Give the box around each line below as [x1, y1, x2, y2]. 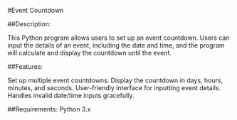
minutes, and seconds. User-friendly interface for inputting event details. [7, 84, 221, 92]
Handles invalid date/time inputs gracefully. [7, 92, 135, 99]
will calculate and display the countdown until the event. [7, 49, 172, 57]
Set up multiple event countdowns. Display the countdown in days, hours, [7, 76, 223, 84]
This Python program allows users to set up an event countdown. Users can [7, 33, 230, 42]
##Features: [7, 62, 43, 70]
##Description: [7, 20, 51, 28]
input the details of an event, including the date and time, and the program [7, 41, 226, 49]
